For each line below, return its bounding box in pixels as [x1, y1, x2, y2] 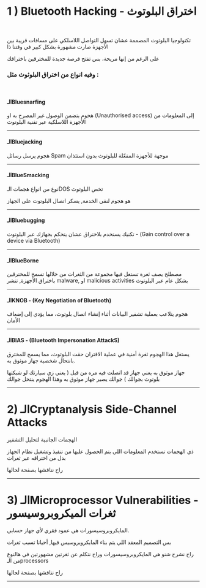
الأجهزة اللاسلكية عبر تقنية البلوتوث [7, 118, 86, 126]
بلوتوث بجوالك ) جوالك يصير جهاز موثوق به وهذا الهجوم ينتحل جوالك [7, 375, 160, 383]
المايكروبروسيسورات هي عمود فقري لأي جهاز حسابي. [7, 526, 130, 534]
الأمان [7, 317, 20, 324]
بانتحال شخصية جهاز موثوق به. [7, 357, 76, 364]
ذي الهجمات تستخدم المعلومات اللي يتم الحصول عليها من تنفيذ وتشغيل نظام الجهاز [7, 448, 194, 455]
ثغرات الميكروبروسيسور [7, 506, 116, 520]
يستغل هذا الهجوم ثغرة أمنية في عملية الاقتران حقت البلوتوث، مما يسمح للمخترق [7, 350, 190, 357]
